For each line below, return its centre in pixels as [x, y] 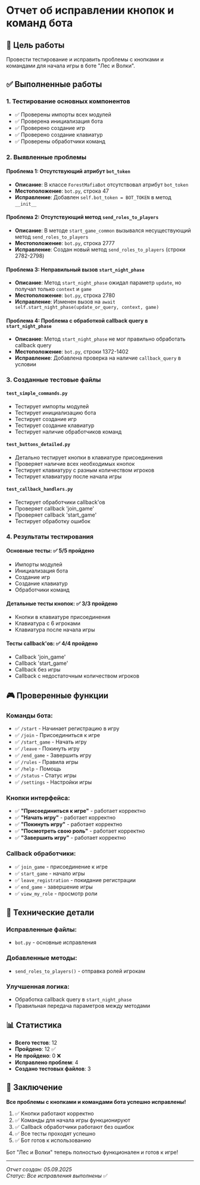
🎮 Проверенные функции [57, 695]
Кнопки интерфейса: [38, 798]
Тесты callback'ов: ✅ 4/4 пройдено [52, 643]
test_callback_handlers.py [40, 490]
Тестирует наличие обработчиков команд [68, 431]
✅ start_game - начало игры [50, 873]
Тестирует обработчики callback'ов [60, 502]
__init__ [26, 204]
